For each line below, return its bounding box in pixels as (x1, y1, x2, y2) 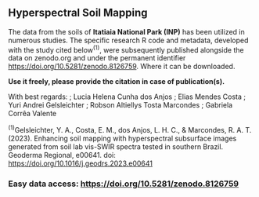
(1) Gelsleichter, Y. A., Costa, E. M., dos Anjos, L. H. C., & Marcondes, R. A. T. (8, 124, 252, 135)
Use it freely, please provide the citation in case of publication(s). (8, 77, 225, 86)
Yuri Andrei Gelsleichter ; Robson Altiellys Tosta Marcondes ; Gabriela (8, 100, 233, 110)
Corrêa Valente (8, 109, 57, 119)
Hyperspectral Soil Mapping (8, 6, 148, 20)
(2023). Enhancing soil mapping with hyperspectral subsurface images (8, 133, 237, 144)
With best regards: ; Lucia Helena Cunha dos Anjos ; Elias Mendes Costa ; (8, 92, 246, 101)
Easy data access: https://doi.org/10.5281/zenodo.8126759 (8, 178, 239, 189)
